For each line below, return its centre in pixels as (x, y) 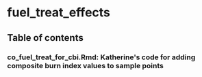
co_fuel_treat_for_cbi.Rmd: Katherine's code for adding (101, 57)
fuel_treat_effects (59, 13)
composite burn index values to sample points (86, 65)
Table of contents (45, 38)
